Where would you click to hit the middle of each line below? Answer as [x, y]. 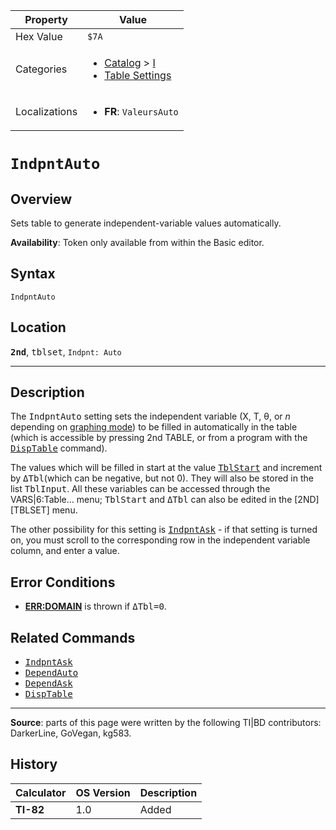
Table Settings [138, 75]
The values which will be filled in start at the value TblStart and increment [166, 468]
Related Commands [73, 637]
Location [38, 327]
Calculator [41, 792]
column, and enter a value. [65, 551]
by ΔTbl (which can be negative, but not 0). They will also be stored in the [162, 478]
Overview [41, 199]
